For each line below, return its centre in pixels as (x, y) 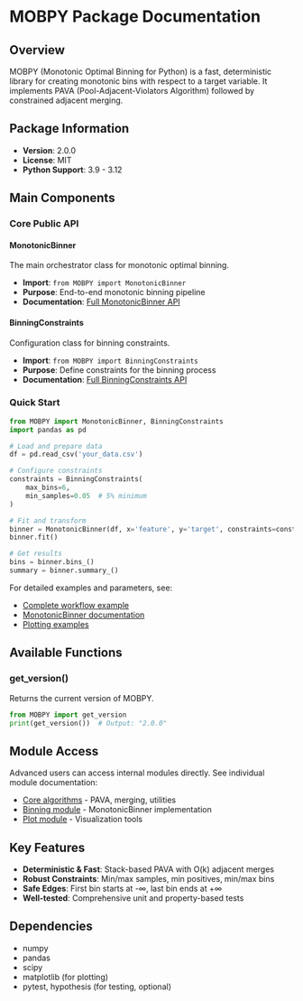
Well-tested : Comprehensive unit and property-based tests (133, 898)
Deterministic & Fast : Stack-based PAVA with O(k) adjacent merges (148, 869)
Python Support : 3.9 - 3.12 (72, 170)
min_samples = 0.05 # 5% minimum (86, 496)
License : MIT (47, 160)
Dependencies (51, 927)
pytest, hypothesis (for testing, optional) (96, 987)
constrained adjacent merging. (66, 100)
